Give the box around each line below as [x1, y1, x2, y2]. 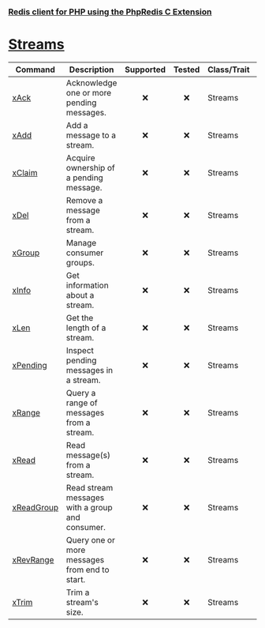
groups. [65, 257, 95, 268]
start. [65, 573, 86, 585]
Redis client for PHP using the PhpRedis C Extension [8, 6, 212, 17]
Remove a [65, 194, 103, 205]
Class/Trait [207, 64, 250, 75]
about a [65, 289, 95, 300]
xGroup [12, 247, 40, 258]
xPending [12, 359, 47, 370]
